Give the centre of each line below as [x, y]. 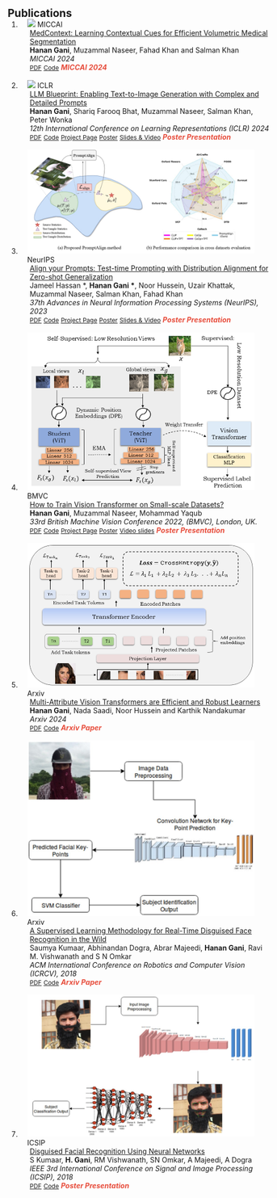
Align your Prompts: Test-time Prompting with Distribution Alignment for [149, 268]
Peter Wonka [51, 120]
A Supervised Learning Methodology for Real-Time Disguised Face [141, 931]
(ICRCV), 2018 [53, 973]
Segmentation [53, 42]
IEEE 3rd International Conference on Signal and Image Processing [141, 1168]
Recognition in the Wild [68, 939]
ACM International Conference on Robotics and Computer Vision [137, 965]
